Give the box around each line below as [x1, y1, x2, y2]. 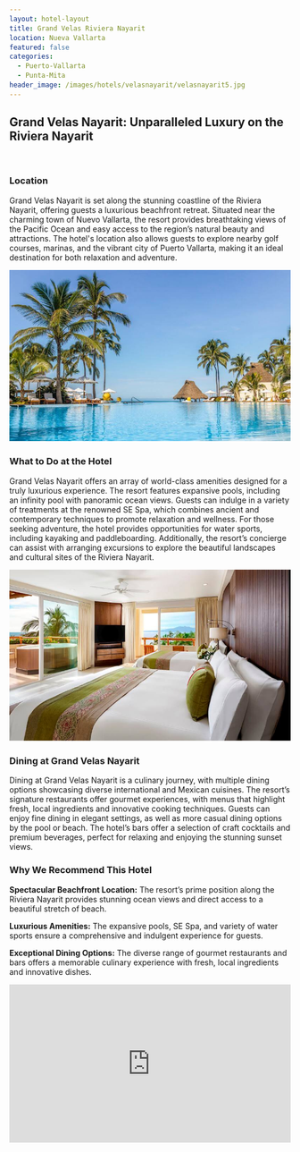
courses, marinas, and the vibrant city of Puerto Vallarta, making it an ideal [9, 242, 284, 253]
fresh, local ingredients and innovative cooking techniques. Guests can [9, 803, 271, 814]
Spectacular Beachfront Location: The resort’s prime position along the [9, 884, 275, 894]
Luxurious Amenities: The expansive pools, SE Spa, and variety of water [9, 920, 279, 931]
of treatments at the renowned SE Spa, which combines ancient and [9, 504, 260, 514]
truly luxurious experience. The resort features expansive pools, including [9, 485, 281, 496]
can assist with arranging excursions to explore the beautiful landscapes [9, 542, 276, 553]
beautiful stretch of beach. [9, 903, 107, 914]
